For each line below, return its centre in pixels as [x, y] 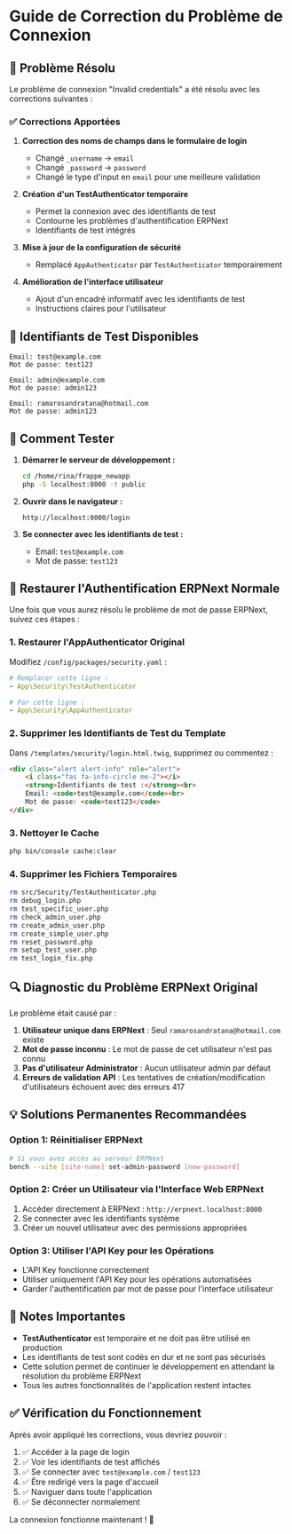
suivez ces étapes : [44, 620]
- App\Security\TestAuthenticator [73, 686]
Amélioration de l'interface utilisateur [93, 282]
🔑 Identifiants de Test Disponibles [104, 336]
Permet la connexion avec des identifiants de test [126, 211]
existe [33, 1040]
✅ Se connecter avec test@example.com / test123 [111, 1472]
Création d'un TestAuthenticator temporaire [105, 194]
